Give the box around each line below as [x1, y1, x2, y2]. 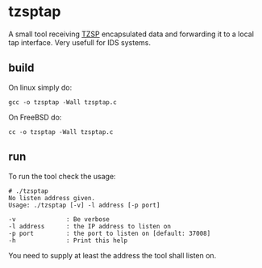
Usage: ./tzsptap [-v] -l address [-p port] [8, 201, 160, 209]
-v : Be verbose [8, 215, 110, 224]
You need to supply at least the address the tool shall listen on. [8, 250, 217, 260]
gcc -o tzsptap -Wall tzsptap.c [8, 98, 117, 107]
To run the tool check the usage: [8, 171, 116, 181]
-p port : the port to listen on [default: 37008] [8, 229, 211, 237]
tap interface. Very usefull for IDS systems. [8, 37, 152, 47]
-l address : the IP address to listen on [8, 222, 172, 230]
